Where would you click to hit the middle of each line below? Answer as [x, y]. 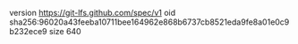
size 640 [65, 31]
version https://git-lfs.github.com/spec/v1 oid [93, 13]
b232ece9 [28, 31]
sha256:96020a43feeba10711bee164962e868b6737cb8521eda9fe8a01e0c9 [149, 22]
